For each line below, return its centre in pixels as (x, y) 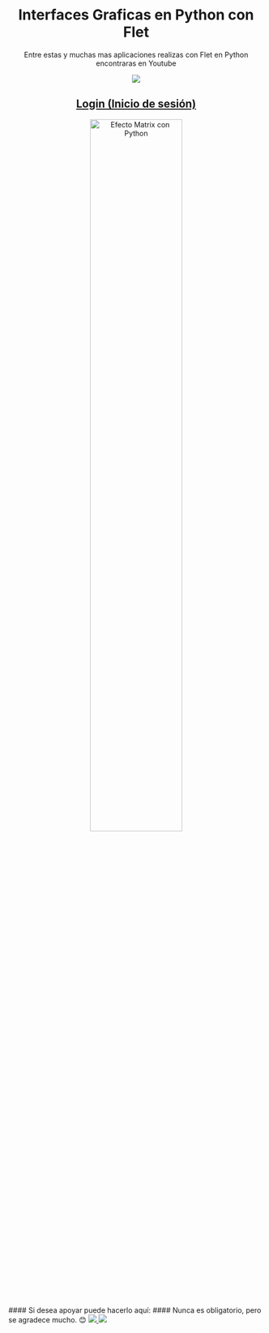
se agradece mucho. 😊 (47, 1319)
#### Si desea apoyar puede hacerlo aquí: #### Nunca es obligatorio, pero (135, 1310)
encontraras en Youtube (136, 63)
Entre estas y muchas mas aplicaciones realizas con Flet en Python (136, 54)
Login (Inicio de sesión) (136, 104)
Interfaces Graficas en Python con (136, 15)
